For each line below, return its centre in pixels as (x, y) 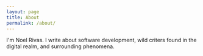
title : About (23, 17)
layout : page (23, 12)
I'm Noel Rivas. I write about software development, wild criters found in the (101, 40)
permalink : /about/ (31, 23)
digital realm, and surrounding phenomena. (60, 46)
